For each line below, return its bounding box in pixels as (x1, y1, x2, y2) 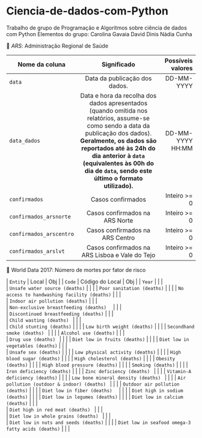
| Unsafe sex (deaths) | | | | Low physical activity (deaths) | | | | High (6, 348, 182, 356)
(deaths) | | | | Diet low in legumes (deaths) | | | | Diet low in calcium (6, 393, 183, 400)
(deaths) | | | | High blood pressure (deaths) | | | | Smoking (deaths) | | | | (6, 361, 188, 368)
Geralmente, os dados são (80, 137, 157, 145)
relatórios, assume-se (87, 114, 150, 122)
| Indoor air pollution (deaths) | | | (6, 297, 97, 304)
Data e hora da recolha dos (80, 91, 157, 100)
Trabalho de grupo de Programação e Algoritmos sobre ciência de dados (6, 24, 188, 31)
